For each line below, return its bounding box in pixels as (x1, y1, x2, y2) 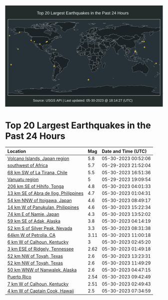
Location (7, 148, 26, 154)
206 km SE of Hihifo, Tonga (7, 183, 64, 189)
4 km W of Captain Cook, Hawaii (7, 287, 74, 293)
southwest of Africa (7, 162, 48, 168)
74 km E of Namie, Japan (7, 211, 59, 217)
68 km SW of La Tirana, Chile (7, 169, 67, 175)
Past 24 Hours (5, 130, 65, 142)
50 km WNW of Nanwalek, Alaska (7, 267, 77, 273)
